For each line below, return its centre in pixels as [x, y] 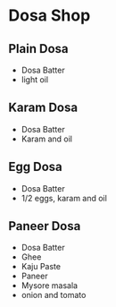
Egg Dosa [36, 167]
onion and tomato [54, 295]
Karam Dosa [43, 108]
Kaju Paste [41, 267]
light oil [35, 80]
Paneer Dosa [45, 226]
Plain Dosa [38, 49]
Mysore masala [49, 286]
